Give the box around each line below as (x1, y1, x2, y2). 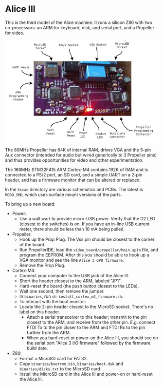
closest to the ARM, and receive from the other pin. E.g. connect (26, 319, 156, 325)
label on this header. (19, 309, 60, 315)
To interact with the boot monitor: (19, 298, 87, 304)
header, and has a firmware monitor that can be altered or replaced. (5, 177, 141, 183)
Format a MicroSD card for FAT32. (19, 355, 88, 361)
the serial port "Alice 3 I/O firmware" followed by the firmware (26, 340, 151, 346)
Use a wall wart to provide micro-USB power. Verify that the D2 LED (19, 215, 156, 221)
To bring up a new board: (5, 201, 56, 207)
